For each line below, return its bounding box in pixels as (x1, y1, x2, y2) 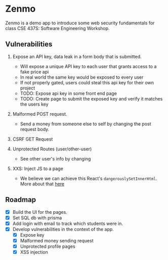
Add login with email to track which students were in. (12, 220, 123, 226)
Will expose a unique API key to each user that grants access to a (20, 63, 157, 69)
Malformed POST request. (12, 111, 67, 117)
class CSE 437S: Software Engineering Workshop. (5, 25, 110, 31)
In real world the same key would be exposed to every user (20, 74, 144, 80)
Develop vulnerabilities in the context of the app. (12, 226, 114, 232)
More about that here (20, 181, 65, 187)
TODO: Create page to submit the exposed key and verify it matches (20, 95, 163, 102)
